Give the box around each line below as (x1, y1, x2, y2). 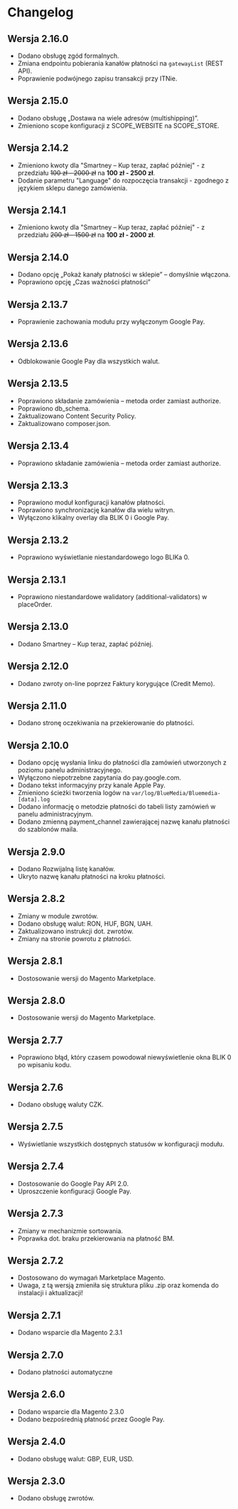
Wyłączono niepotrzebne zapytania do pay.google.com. (17, 774, 182, 782)
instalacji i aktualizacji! (17, 1289, 84, 1297)
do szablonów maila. (17, 825, 78, 834)
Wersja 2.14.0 (7, 251, 69, 264)
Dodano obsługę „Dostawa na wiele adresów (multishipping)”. (17, 113, 199, 122)
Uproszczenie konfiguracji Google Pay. (17, 1187, 131, 1196)
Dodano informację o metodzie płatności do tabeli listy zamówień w (17, 802, 216, 811)
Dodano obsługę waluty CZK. (17, 1100, 104, 1109)
